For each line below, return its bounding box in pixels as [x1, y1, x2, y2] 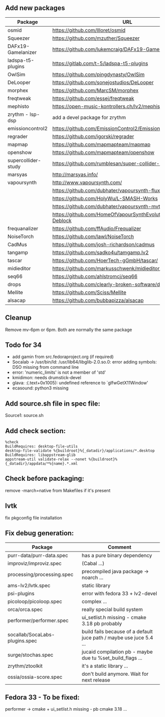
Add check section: [5, 427, 66, 435]
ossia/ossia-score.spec [7, 673, 63, 680]
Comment [108, 544, 132, 551]
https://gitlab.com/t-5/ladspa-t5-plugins [52, 60, 148, 67]
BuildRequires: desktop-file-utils [5, 444, 78, 449]
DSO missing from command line [12, 364, 79, 370]
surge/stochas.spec [7, 651, 54, 658]
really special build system [82, 606, 143, 613]
